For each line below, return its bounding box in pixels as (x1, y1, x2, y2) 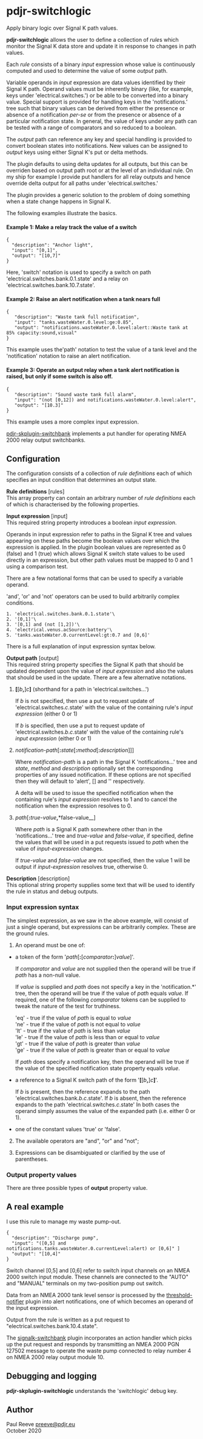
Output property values (6, 1171, 77, 1179)
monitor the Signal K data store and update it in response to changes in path (6, 42, 196, 50)
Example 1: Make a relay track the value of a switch (6, 223, 137, 231)
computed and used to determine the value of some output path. (6, 67, 168, 74)
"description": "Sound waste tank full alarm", (14, 391, 137, 397)
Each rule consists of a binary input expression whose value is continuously (6, 61, 196, 68)
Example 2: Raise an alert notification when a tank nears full (6, 295, 161, 302)
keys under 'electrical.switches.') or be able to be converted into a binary (6, 91, 189, 99)
